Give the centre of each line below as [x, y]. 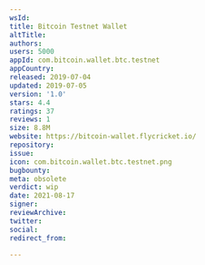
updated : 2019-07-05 [49, 86]
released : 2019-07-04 [50, 77]
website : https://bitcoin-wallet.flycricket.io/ [103, 137]
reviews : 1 [30, 119]
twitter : [26, 221]
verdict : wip [34, 188]
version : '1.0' [38, 94]
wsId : [20, 18]
